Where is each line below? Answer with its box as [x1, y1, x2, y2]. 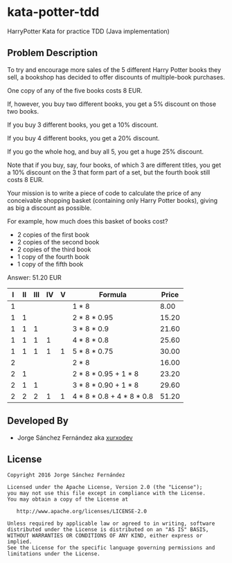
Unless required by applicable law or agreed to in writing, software [7, 520, 215, 527]
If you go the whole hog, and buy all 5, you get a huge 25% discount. [7, 147, 204, 156]
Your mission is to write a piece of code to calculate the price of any [7, 188, 202, 197]
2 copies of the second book [17, 238, 100, 246]
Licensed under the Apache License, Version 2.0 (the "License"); [7, 484, 203, 491]
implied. [7, 538, 33, 546]
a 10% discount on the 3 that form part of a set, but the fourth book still [7, 168, 211, 177]
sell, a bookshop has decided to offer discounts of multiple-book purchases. [7, 73, 225, 81]
